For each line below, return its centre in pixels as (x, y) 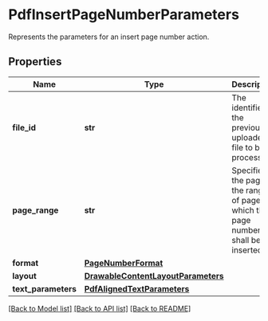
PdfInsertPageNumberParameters (124, 15)
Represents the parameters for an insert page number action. (109, 37)
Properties (35, 62)
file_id (24, 127)
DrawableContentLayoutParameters (154, 276)
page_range (35, 210)
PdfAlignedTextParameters (137, 288)
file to (242, 147)
